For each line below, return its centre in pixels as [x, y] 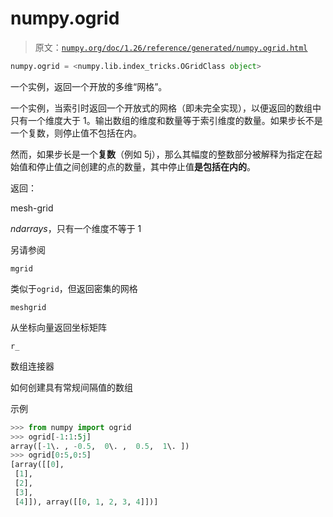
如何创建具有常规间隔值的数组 [71, 387]
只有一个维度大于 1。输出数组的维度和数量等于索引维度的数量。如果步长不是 [166, 120]
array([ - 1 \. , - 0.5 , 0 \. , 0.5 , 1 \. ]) [100, 446]
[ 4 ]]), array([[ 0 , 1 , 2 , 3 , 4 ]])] [86, 502]
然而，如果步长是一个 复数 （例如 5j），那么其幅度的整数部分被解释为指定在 [162, 154]
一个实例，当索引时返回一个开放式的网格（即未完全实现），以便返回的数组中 [166, 108]
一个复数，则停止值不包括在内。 [76, 133]
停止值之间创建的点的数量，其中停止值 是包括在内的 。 [146, 166]
